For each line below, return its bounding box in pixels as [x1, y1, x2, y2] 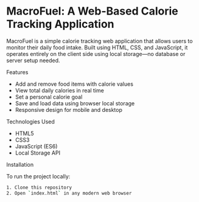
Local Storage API [15, 149, 61, 156]
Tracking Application [6, 17, 114, 31]
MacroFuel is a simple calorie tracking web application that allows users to [6, 37, 193, 44]
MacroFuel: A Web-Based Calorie [6, 4, 178, 18]
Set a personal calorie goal [15, 93, 83, 100]
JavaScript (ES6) [15, 142, 58, 150]
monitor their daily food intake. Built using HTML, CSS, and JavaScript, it [6, 44, 188, 51]
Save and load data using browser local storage [15, 99, 135, 107]
